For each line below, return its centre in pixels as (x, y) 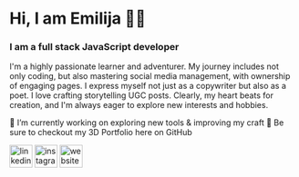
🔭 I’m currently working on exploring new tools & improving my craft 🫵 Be (147, 123)
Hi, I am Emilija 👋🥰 (78, 19)
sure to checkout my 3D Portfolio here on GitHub (101, 133)
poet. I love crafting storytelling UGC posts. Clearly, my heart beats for (141, 95)
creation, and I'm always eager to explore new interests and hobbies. (139, 105)
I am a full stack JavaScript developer (94, 47)
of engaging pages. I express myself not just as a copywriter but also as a (148, 86)
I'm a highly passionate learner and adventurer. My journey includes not (144, 66)
